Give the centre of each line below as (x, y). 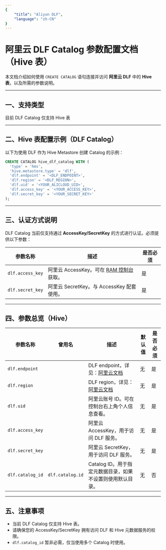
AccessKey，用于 (109, 431)
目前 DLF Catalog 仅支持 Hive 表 (38, 118)
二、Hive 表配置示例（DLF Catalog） (61, 139)
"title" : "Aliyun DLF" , (39, 14)
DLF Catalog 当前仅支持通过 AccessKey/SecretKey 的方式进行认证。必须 (80, 233)
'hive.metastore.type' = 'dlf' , (43, 171)
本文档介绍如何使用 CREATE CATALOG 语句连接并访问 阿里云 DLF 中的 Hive (79, 77)
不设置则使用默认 (108, 479)
